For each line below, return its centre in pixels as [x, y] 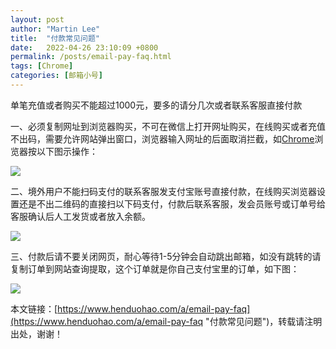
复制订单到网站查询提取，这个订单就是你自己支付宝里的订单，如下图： [155, 268]
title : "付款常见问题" [55, 38]
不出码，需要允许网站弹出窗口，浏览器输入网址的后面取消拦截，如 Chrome [162, 138]
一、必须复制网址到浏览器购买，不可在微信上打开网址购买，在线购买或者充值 [168, 126]
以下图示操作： [67, 151]
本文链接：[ [34, 308]
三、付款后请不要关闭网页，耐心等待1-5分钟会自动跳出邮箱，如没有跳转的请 [166, 256]
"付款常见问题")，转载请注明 [264, 321]
